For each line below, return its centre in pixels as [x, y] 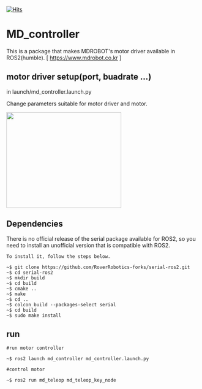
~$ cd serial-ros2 [30, 273]
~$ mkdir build [26, 278]
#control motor [26, 370]
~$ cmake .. [21, 289]
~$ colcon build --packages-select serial [61, 304]
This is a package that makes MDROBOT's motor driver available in [91, 51]
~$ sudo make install [34, 315]
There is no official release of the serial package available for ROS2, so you [101, 238]
